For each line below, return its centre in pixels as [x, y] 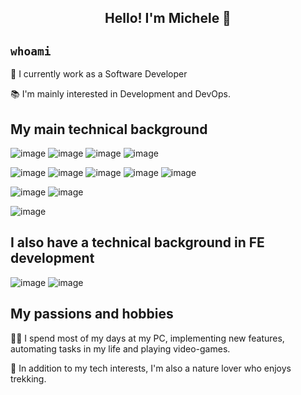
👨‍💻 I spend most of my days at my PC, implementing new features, [147, 338]
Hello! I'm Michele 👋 [168, 18]
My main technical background [109, 129]
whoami [31, 51]
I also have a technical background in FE [137, 242]
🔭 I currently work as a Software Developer [99, 74]
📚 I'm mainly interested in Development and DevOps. [120, 94]
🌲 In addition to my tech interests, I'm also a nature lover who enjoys [151, 368]
